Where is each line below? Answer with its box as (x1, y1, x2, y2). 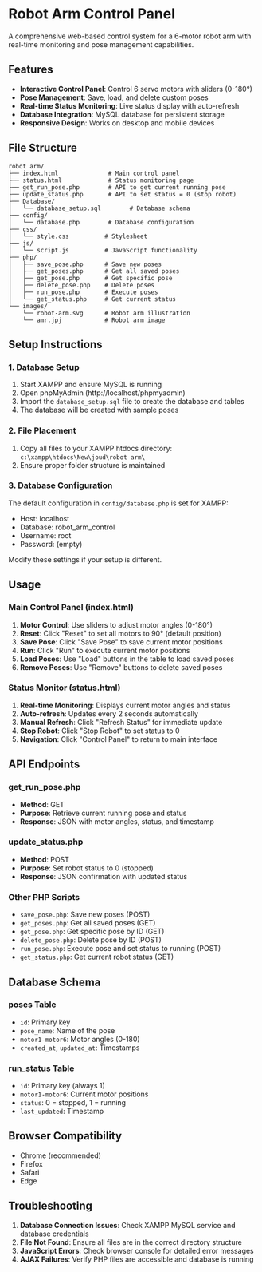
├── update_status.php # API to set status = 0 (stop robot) (8, 190, 237, 198)
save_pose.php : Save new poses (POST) (19, 909, 151, 919)
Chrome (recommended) (19, 1151, 102, 1160)
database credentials (19, 1229, 89, 1238)
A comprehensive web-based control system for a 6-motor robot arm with (8, 31, 252, 41)
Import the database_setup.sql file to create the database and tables (19, 397, 244, 406)
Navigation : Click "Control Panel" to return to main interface (19, 734, 217, 743)
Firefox (19, 1159, 44, 1168)
